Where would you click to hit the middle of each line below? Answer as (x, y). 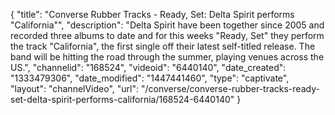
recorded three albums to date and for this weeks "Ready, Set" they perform (167, 35)
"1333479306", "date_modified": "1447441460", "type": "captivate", (150, 78)
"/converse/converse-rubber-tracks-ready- (230, 88)
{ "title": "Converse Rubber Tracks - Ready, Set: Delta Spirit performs (152, 14)
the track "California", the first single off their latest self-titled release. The (163, 46)
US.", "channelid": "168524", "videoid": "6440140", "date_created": (148, 67)
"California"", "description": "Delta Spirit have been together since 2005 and (167, 25)
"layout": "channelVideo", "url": (75, 88)
